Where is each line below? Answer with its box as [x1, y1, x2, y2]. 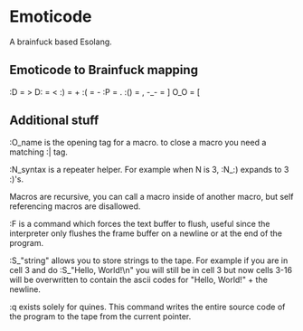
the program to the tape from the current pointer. [9, 310, 192, 322]
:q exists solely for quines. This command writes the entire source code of [9, 301, 286, 312]
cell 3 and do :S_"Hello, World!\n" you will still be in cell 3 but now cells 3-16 [9, 264, 292, 275]
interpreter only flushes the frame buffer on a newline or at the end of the [9, 228, 283, 239]
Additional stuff [9, 113, 99, 128]
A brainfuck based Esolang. [9, 36, 113, 47]
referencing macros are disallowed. [9, 201, 141, 212]
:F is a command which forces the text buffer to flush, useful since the [9, 218, 270, 229]
